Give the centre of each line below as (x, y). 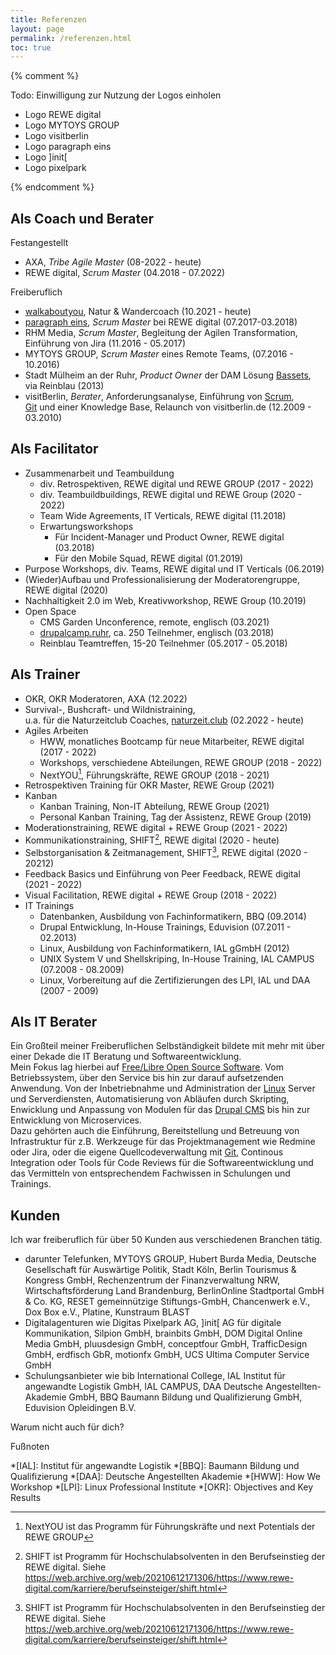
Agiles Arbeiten (56, 730)
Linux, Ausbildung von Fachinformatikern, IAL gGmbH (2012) (164, 948)
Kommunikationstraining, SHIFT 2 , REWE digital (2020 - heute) (152, 839)
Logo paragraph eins (68, 147)
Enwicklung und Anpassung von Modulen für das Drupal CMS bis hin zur (160, 1110)
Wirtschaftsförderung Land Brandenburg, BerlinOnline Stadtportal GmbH (174, 1291)
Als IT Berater (54, 1022)
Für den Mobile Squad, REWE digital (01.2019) (149, 558)
